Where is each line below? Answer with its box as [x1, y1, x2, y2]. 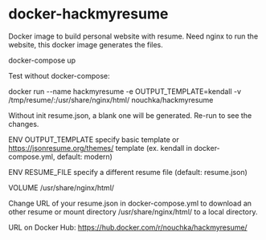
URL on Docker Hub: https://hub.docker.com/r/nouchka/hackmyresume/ [8, 222, 248, 232]
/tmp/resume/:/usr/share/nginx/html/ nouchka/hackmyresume [8, 95, 214, 104]
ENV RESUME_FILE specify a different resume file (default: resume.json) [8, 167, 248, 177]
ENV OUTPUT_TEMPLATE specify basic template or [8, 134, 179, 144]
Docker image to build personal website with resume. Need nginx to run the [8, 31, 259, 41]
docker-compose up [8, 55, 76, 65]
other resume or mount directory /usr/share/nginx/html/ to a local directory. [8, 206, 258, 217]
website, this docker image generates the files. [8, 39, 163, 49]
